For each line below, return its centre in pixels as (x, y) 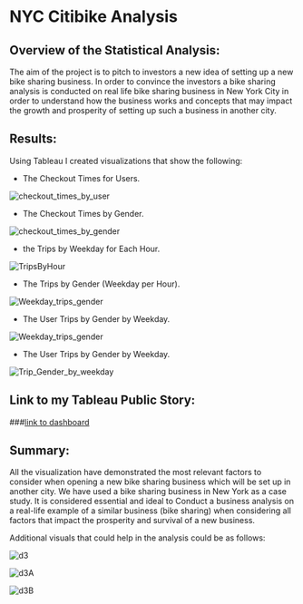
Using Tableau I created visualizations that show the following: (126, 161)
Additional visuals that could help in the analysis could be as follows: (137, 538)
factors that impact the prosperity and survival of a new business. (132, 521)
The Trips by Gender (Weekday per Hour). (101, 284)
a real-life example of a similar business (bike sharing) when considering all (151, 511)
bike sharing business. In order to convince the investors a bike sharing (142, 82)
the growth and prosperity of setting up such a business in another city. (143, 110)
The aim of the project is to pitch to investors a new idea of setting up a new (151, 72)
